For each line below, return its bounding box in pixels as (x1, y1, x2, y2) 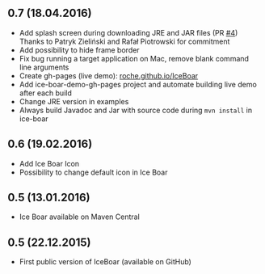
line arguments (19, 62, 69, 72)
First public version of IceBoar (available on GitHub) (19, 257, 191, 267)
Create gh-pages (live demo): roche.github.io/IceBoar (19, 70, 199, 80)
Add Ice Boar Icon (19, 158, 80, 168)
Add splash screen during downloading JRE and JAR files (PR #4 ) (19, 27, 238, 37)
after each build (19, 88, 72, 98)
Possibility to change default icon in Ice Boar (19, 167, 168, 177)
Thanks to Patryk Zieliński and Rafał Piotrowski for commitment (19, 36, 230, 46)
